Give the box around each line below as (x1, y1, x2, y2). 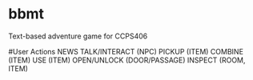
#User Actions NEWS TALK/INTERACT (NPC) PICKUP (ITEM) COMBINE (8, 46, 244, 56)
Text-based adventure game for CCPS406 (8, 31, 148, 41)
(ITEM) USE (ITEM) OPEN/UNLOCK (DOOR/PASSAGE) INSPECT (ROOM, (8, 55, 246, 65)
